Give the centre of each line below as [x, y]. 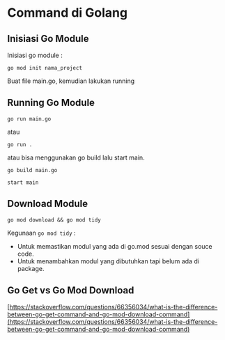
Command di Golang [67, 13]
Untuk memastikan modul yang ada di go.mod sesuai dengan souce [115, 246]
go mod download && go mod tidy [54, 220]
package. [31, 268]
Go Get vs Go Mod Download [71, 291]
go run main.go [29, 119]
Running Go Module [51, 103]
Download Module [48, 204]
